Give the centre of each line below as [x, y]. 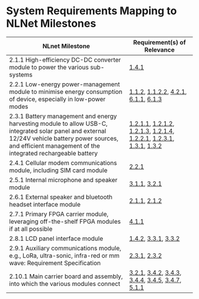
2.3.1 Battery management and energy [63, 116]
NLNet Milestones [51, 23]
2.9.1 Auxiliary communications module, [65, 248]
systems [21, 74]
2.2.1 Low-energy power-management [65, 84]
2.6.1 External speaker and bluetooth [61, 197]
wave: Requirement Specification [55, 263]
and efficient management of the [55, 145]
